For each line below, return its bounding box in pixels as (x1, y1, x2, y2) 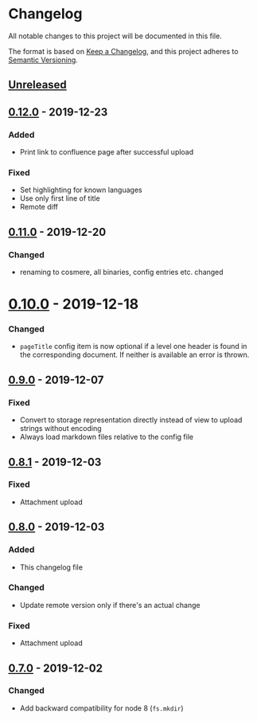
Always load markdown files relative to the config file (19, 432, 193, 442)
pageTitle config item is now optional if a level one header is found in (19, 342, 247, 351)
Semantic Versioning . (8, 55, 78, 65)
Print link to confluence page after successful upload (19, 147, 194, 157)
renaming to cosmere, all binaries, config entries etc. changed (19, 268, 224, 276)
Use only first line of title (19, 194, 101, 203)
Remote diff (19, 202, 58, 212)
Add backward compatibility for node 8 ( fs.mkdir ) (19, 703, 185, 713)
